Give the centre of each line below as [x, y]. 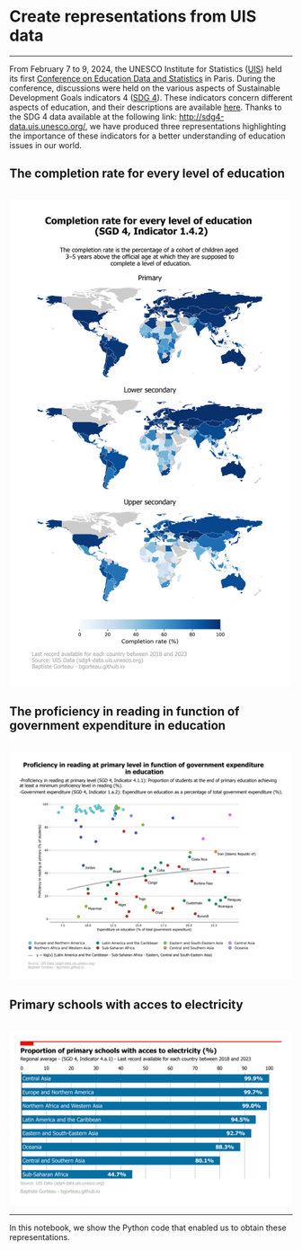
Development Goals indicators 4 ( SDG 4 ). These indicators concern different [151, 97]
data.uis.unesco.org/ [48, 126]
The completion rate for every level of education [147, 174]
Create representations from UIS [133, 17]
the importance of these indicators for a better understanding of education [147, 136]
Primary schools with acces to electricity [126, 1004]
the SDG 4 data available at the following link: [93, 116]
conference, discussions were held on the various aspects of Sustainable [145, 88]
